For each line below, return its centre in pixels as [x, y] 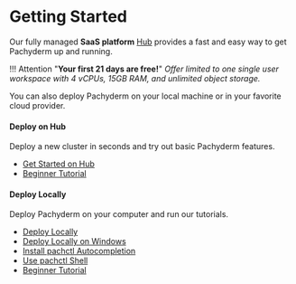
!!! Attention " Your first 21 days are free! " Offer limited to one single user [144, 69]
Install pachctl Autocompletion [79, 251]
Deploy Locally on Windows [74, 241]
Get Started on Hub [58, 164]
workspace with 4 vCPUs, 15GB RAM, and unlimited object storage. [135, 78]
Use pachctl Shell [55, 260]
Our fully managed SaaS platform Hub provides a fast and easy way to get [148, 42]
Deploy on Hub [37, 126]
